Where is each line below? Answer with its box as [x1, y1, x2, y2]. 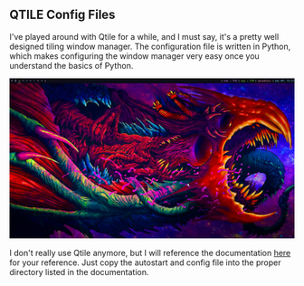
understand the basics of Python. [9, 60, 134, 71]
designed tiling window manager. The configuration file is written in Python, [9, 41, 291, 52]
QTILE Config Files [9, 7, 116, 23]
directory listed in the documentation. [9, 266, 149, 277]
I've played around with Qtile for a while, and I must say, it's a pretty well [9, 31, 280, 42]
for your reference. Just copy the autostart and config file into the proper [9, 257, 281, 268]
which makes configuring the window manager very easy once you [9, 50, 260, 62]
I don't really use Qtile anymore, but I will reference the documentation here [9, 247, 291, 258]
